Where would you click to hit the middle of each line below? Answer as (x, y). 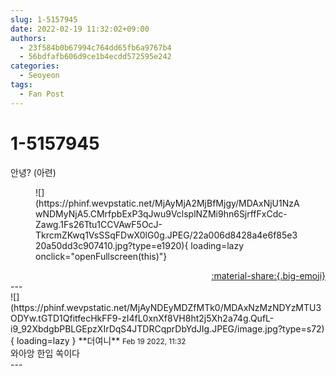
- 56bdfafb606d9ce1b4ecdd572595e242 (95, 57)
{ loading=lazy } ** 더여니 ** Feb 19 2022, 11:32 (98, 340)
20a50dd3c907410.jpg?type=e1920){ (112, 245)
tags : (21, 85)
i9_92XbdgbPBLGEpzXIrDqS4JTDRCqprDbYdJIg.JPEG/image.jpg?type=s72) (167, 328)
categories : (35, 66)
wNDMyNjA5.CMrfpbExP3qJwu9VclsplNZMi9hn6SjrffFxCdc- (161, 213)
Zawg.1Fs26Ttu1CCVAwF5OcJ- (99, 224)
